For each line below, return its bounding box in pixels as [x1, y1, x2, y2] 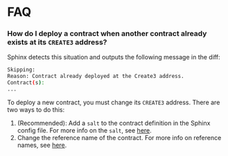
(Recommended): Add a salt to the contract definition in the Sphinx [17, 119, 211, 127]
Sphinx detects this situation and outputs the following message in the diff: [7, 53, 220, 61]
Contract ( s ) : [7, 79, 45, 86]
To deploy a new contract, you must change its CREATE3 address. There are [7, 98, 220, 106]
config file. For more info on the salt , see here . [17, 126, 152, 135]
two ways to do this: [7, 105, 64, 114]
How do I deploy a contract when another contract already [7, 29, 207, 39]
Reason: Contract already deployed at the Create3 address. [7, 73, 185, 80]
